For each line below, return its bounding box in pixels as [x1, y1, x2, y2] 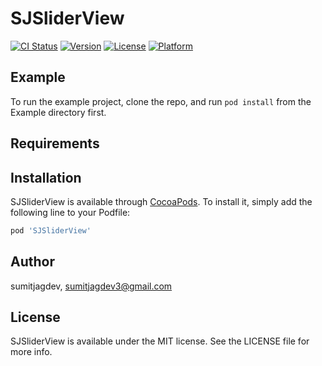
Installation [10, 169, 82, 186]
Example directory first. [10, 106, 107, 118]
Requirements [10, 135, 100, 152]
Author [10, 253, 55, 271]
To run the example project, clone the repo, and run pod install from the [10, 95, 312, 107]
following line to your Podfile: [10, 206, 131, 218]
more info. [10, 346, 53, 358]
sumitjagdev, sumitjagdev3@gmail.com [10, 280, 173, 292]
